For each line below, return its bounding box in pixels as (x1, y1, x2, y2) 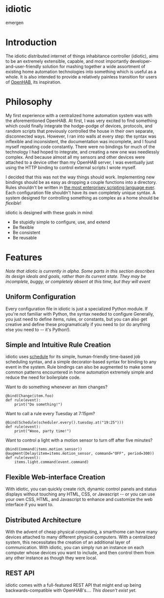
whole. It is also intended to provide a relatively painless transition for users (5, 74, 157, 79)
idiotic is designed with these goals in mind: (5, 209, 94, 215)
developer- (129, 58, 152, 64)
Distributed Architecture (5, 516, 82, 524)
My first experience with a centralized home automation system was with (5, 112, 153, 118)
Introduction (5, 37, 57, 48)
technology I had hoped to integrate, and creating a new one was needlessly (5, 149, 160, 155)
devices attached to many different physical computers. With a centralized (5, 534, 155, 540)
